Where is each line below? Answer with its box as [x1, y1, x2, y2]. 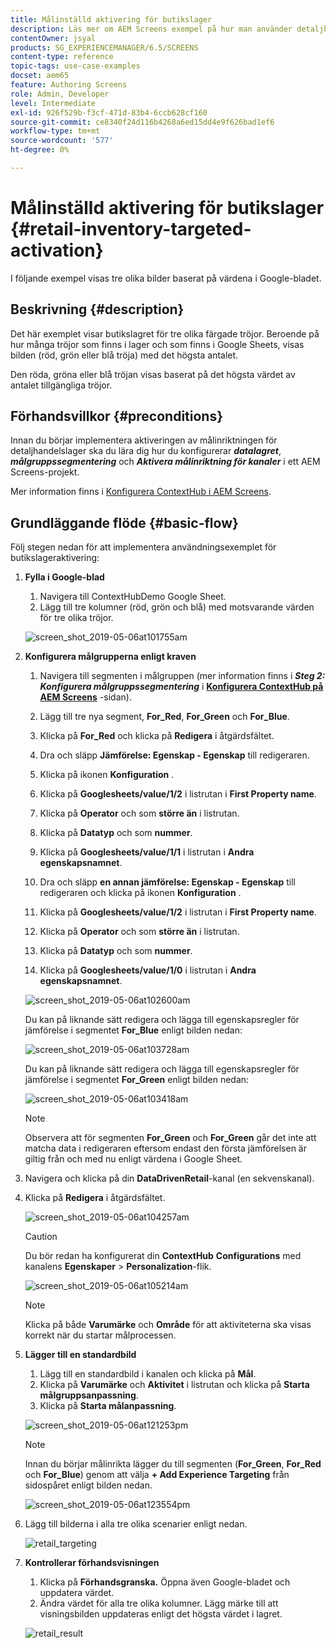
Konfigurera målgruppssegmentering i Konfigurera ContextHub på [39, 681, 324, 693]
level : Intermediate [10, 98, 97, 108]
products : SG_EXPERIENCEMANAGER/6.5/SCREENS [10, 42, 199, 53]
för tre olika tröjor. [39, 612, 114, 624]
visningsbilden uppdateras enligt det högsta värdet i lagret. [39, 1608, 283, 1620]
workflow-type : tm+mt [10, 126, 101, 136]
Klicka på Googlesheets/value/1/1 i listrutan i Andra [39, 846, 255, 858]
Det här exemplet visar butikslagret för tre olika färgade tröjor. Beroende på [10, 327, 320, 340]
